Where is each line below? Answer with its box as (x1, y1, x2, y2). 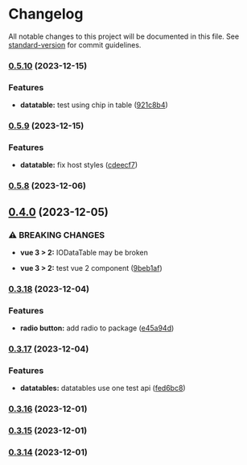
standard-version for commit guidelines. (8, 39, 142, 49)
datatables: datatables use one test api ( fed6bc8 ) (19, 384, 187, 393)
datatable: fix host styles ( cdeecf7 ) (19, 160, 138, 170)
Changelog (8, 5, 84, 23)
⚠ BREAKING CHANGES (8, 229, 105, 240)
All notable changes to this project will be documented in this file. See (8, 31, 240, 41)
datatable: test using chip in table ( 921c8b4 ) (19, 100, 169, 110)
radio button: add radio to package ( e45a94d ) (19, 323, 175, 333)
